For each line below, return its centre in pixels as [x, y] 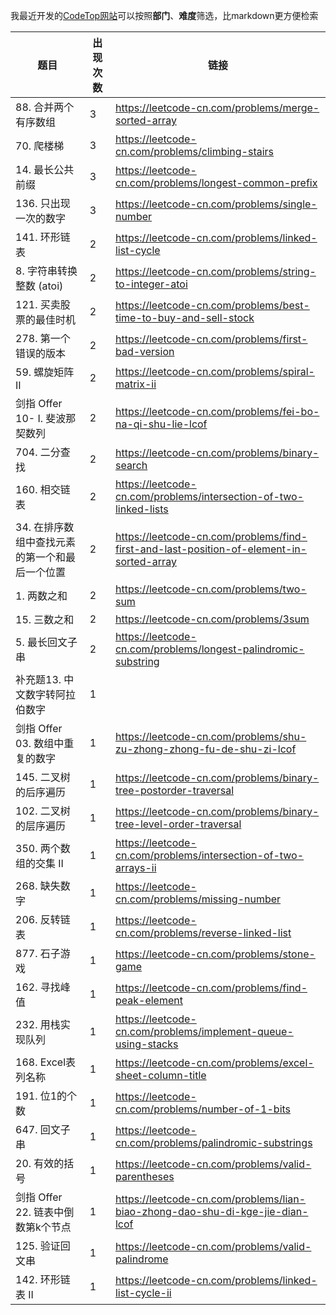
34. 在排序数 [45, 527]
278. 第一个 [43, 338]
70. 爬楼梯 [40, 146]
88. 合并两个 [45, 107]
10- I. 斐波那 [46, 418]
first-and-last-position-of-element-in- [211, 549]
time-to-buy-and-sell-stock [184, 317]
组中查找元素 [46, 542]
